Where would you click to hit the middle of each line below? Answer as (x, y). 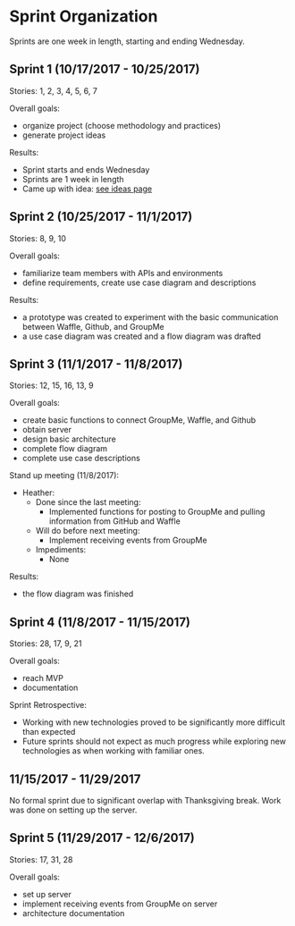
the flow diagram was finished (78, 594)
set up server (46, 894)
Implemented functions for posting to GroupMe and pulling (157, 512)
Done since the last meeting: (88, 502)
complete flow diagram (65, 449)
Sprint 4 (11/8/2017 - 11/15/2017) (100, 622)
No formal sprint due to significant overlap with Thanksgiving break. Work (145, 800)
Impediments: (61, 550)
